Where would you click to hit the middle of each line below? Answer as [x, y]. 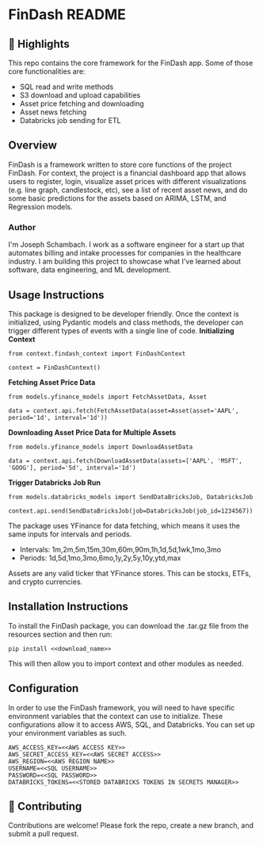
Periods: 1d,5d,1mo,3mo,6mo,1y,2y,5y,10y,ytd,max [100, 558]
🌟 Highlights [39, 44]
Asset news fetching [53, 112]
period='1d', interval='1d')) [58, 417]
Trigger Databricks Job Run [55, 483]
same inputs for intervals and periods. [70, 534]
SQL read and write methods [67, 87]
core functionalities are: [47, 71]
